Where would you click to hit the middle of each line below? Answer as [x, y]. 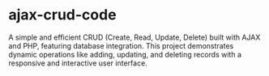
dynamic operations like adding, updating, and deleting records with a [125, 54]
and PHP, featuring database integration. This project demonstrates [121, 45]
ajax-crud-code [62, 15]
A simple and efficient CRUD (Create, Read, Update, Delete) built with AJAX [134, 37]
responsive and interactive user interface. [78, 63]
